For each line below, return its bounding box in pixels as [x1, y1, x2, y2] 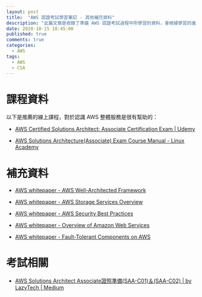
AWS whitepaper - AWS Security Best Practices [14, 210, 133, 217]
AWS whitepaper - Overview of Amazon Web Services [14, 222, 150, 229]
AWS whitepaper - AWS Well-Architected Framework [14, 187, 146, 194]
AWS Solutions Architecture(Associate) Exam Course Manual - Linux [14, 137, 185, 144]
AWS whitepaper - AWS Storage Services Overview [14, 198, 143, 206]
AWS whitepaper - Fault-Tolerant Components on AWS [14, 233, 151, 240]
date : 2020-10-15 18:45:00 [6, 25, 74, 32]
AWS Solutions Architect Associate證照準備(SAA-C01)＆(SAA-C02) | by [14, 277, 192, 284]
